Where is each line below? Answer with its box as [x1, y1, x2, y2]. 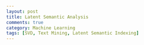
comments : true [6, 19, 44, 25]
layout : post [6, 8, 39, 15]
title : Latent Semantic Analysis [6, 14, 89, 20]
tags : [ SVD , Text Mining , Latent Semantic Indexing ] [6, 30, 139, 36]
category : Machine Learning [6, 25, 76, 31]
